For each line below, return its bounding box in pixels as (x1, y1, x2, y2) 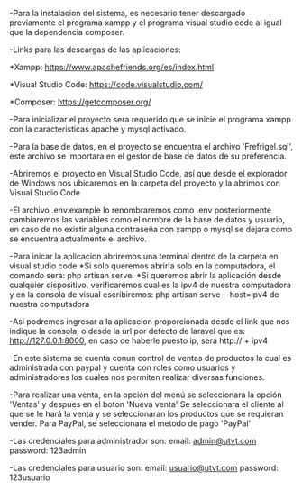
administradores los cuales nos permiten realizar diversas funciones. (9, 372, 265, 382)
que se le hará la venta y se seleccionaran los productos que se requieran (9, 409, 284, 419)
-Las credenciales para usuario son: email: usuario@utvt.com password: (9, 463, 279, 473)
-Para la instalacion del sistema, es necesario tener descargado (9, 8, 246, 18)
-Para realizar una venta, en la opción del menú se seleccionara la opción (9, 389, 282, 400)
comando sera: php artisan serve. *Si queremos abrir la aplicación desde (9, 270, 282, 280)
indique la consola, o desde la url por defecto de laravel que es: (9, 326, 245, 336)
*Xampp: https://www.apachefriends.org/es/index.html (9, 62, 215, 72)
